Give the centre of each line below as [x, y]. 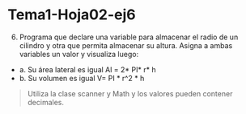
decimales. [46, 102]
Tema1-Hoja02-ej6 [72, 15]
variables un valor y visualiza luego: [79, 54]
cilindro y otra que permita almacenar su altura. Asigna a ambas [126, 45]
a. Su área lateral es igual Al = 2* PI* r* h [87, 69]
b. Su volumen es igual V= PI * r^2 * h [82, 78]
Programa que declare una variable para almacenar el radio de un [129, 37]
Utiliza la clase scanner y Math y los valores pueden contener [130, 93]
